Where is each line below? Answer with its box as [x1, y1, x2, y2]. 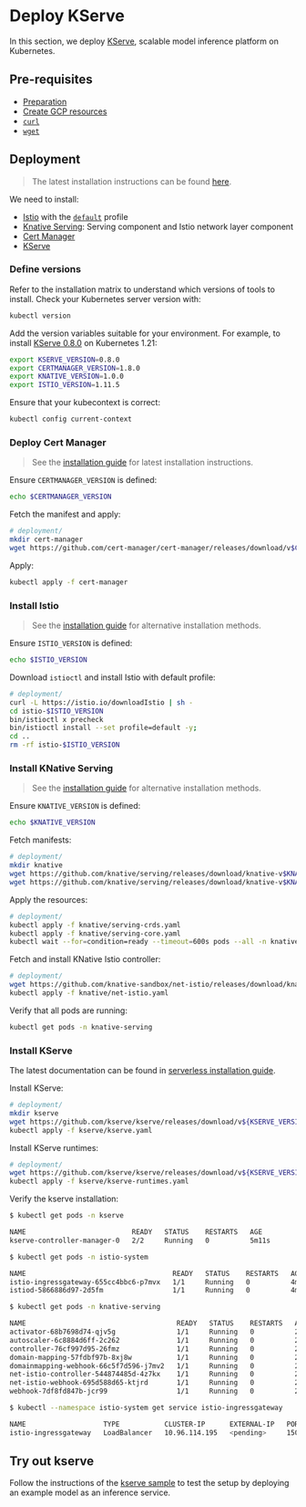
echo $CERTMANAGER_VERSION [9, 492, 112, 502]
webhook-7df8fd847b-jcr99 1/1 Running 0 [9, 1387, 255, 1397]
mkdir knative [9, 861, 64, 870]
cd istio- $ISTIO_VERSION [9, 706, 104, 716]
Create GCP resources [22, 106, 107, 117]
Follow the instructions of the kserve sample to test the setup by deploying [9, 1478, 290, 1489]
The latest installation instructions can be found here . [31, 175, 232, 187]
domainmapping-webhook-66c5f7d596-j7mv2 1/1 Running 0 [9, 1361, 255, 1370]
